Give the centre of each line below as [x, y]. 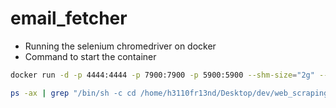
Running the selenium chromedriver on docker [120, 46]
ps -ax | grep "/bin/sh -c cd [73, 93]
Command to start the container [90, 56]
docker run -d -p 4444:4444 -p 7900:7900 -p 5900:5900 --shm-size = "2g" [162, 75]
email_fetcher [69, 18]
